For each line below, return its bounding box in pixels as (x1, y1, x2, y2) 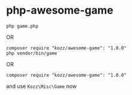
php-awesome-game (6, 4, 113, 17)
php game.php (6, 23, 39, 29)
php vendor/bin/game (6, 50, 58, 56)
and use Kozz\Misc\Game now (6, 83, 77, 90)
